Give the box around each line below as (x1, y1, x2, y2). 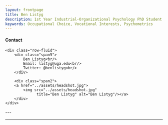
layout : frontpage (5, 7, 43, 13)
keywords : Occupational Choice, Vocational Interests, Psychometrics (5, 21, 153, 27)
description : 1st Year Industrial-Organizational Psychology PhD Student (5, 17, 162, 22)
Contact (5, 37, 22, 43)
